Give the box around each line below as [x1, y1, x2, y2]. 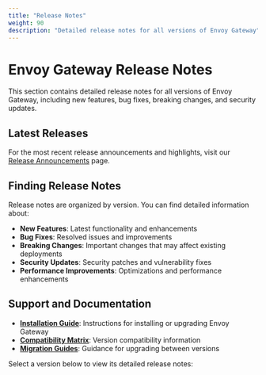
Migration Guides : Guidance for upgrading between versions [19, 343, 220, 353]
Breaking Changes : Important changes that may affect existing [19, 240, 226, 250]
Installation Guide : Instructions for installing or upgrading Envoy [19, 318, 230, 327]
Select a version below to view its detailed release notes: [8, 358, 194, 369]
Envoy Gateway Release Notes [8, 60, 213, 78]
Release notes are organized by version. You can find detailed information [8, 200, 249, 209]
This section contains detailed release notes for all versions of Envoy [8, 86, 233, 96]
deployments [19, 249, 63, 258]
